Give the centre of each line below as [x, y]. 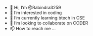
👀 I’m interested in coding [36, 13]
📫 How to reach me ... [33, 28]
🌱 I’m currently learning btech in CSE [47, 18]
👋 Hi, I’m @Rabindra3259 [35, 8]
